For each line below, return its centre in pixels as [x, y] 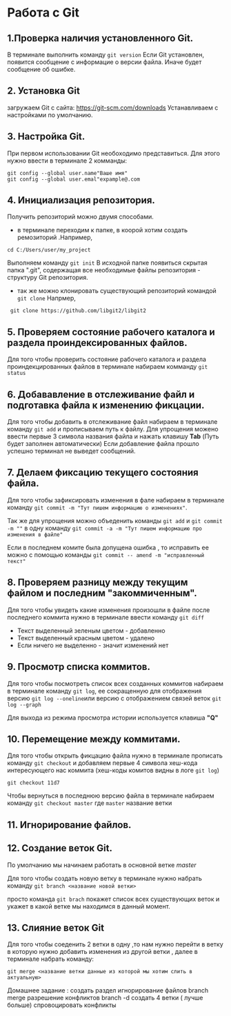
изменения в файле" [35, 535]
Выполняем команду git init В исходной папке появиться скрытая [108, 263]
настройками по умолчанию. [50, 114]
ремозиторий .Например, [55, 237]
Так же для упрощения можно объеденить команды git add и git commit [115, 520]
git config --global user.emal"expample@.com [73, 179]
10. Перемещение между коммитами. [94, 739]
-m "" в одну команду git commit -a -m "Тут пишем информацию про [104, 528]
